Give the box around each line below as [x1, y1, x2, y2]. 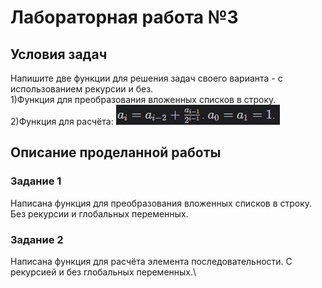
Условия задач [10, 46, 108, 63]
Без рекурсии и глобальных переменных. [10, 207, 189, 220]
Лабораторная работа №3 [10, 6, 239, 29]
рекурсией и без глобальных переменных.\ [10, 266, 197, 278]
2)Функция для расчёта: [10, 116, 114, 127]
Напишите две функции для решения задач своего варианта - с [10, 72, 283, 84]
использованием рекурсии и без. [10, 83, 154, 95]
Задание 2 [10, 232, 64, 246]
